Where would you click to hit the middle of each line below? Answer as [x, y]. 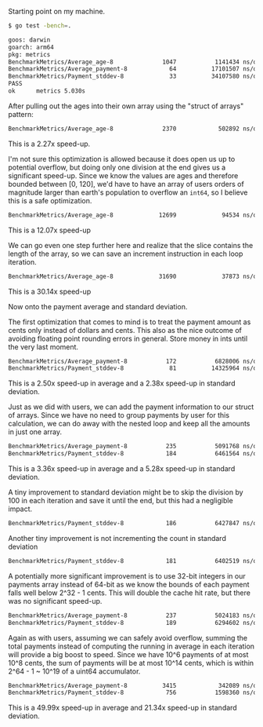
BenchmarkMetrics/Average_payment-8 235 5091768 [124, 447]
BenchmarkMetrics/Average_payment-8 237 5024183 [124, 616]
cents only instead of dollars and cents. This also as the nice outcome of [125, 330]
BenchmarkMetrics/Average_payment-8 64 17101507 [124, 69]
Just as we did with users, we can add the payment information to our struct [131, 407]
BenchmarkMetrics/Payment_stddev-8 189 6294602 [124, 623]
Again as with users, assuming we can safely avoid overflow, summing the [128, 637]
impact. [20, 509]
